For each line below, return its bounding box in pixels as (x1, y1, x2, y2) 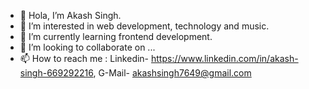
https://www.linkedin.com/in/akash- (151, 53, 299, 64)
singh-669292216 (19, 67, 94, 79)
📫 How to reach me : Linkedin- (19, 53, 150, 64)
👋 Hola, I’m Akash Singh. (19, 10, 122, 21)
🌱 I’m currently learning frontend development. (19, 31, 213, 42)
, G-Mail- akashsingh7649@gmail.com (93, 67, 252, 79)
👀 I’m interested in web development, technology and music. (19, 20, 270, 32)
